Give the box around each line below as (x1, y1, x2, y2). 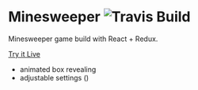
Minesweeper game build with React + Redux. (8, 34, 158, 43)
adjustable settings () (19, 73, 89, 82)
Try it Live (8, 49, 41, 58)
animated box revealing (19, 64, 97, 74)
